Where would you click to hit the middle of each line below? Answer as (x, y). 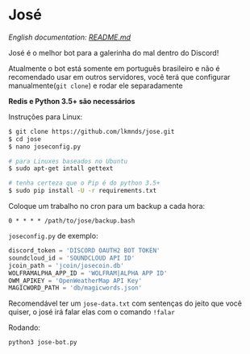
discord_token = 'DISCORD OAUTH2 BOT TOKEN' (84, 251)
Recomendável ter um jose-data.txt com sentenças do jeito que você (125, 303)
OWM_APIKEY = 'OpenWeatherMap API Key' (75, 281)
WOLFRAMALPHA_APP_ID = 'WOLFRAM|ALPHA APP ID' (88, 273)
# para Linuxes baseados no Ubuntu (68, 161)
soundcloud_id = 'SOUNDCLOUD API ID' (72, 258)
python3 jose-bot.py (43, 343)
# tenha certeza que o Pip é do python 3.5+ (84, 183)
